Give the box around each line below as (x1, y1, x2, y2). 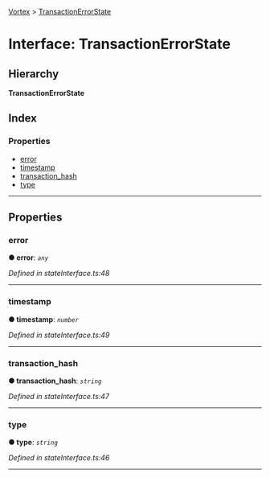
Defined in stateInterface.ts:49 (8, 330, 110, 340)
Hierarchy (8, 67, 59, 80)
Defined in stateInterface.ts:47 (8, 391, 110, 401)
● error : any (8, 253, 49, 262)
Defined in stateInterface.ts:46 (8, 453, 110, 463)
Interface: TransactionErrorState (8, 35, 231, 53)
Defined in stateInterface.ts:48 (8, 269, 110, 278)
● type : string (8, 438, 59, 447)
